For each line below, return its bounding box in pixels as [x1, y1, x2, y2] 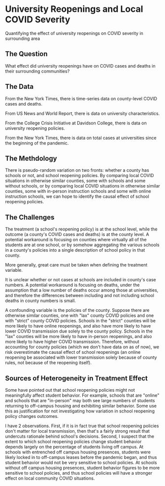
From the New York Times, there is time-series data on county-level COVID [5, 95, 158, 102]
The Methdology [5, 154, 58, 162]
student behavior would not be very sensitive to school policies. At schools [5, 460, 157, 465]
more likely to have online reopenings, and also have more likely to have [5, 323, 151, 329]
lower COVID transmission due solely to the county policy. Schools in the [5, 328, 153, 334]
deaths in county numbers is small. [5, 298, 76, 304]
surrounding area [5, 36, 40, 41]
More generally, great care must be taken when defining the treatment [5, 262, 148, 268]
